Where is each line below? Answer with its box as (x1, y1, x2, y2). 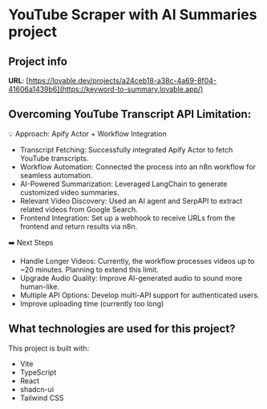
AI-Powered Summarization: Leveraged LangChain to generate (19, 179, 228, 188)
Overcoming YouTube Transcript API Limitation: (8, 107, 252, 121)
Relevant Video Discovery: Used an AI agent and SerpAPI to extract (19, 196, 243, 205)
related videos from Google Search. (19, 204, 138, 214)
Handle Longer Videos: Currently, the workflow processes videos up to (19, 256, 255, 265)
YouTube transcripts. (19, 153, 89, 163)
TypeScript (19, 367, 57, 377)
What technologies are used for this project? (8, 322, 236, 336)
